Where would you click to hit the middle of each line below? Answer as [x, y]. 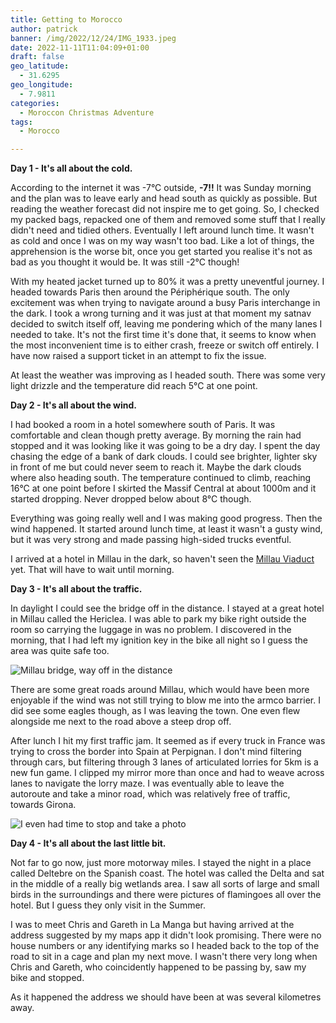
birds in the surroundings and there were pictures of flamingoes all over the [166, 895]
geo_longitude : [42, 85]
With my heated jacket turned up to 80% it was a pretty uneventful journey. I [167, 282]
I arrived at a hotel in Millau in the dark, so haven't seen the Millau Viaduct [162, 559]
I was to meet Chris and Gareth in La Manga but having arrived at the [152, 925]
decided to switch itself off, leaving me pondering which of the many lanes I [166, 324]
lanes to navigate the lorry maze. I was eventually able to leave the [147, 783]
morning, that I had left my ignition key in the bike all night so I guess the [159, 640]
